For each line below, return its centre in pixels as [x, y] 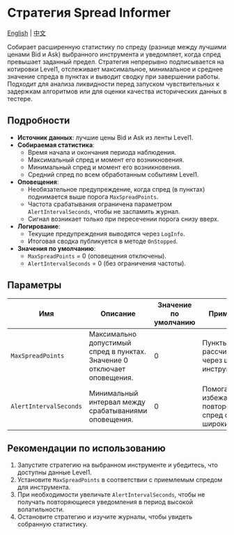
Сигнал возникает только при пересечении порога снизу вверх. [123, 219]
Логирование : [39, 226]
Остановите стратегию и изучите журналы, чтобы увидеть [105, 517]
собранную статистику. [53, 525]
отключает [107, 369]
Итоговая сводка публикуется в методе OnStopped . [103, 241]
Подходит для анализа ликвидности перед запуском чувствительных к [114, 84]
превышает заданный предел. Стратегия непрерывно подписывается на [116, 61]
